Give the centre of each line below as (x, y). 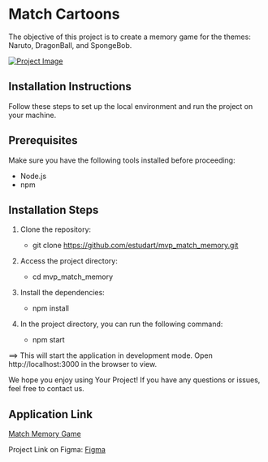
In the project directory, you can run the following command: (121, 324)
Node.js (33, 176)
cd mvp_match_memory (73, 277)
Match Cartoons (64, 14)
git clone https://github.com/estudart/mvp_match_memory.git (135, 246)
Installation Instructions (70, 87)
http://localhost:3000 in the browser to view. (82, 364)
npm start (48, 340)
